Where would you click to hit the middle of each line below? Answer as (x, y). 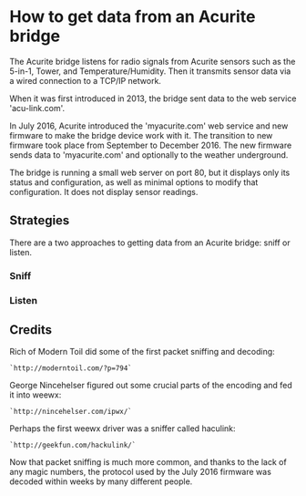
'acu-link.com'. (37, 108)
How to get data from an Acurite (133, 17)
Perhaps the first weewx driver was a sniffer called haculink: (122, 429)
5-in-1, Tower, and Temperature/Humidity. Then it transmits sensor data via (150, 71)
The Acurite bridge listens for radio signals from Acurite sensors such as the (153, 61)
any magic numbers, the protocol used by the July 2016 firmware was (140, 472)
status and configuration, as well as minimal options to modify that (134, 182)
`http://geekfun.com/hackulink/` (73, 445)
